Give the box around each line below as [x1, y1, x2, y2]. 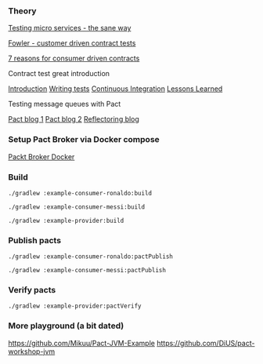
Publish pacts [8, 235, 61, 246]
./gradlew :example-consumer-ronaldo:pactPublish [8, 253, 174, 260]
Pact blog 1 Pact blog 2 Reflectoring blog [8, 115, 139, 124]
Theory [8, 5, 37, 16]
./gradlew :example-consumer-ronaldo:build [8, 189, 153, 197]
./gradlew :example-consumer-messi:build [8, 202, 146, 211]
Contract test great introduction [8, 69, 110, 78]
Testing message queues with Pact [8, 100, 121, 109]
